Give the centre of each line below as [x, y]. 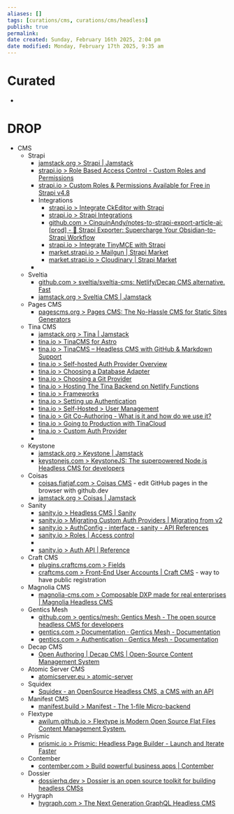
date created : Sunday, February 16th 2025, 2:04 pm [84, 40]
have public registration [72, 579]
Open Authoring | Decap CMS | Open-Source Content [116, 654]
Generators [54, 319]
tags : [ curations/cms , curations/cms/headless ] [78, 20]
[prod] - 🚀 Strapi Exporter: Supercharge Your [113, 230]
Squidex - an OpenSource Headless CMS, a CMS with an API [126, 691]
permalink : [23, 33]
